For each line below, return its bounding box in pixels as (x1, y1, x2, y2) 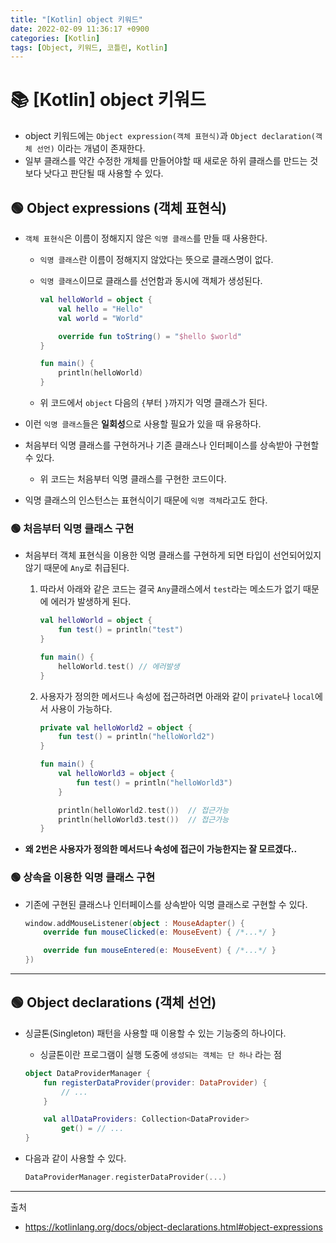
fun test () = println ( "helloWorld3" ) (75, 777, 233, 788)
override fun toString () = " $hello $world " (58, 331, 242, 341)
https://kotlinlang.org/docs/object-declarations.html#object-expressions (24, 1221, 323, 1233)
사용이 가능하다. (50, 702, 113, 715)
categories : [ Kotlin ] (10, 33, 101, 43)
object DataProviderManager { (24, 1068, 152, 1078)
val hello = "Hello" (58, 304, 144, 314)
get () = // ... (61, 1124, 125, 1134)
